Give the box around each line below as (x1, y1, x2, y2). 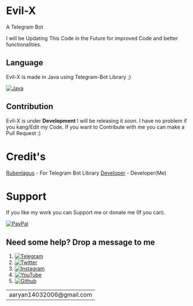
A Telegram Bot (6, 23, 44, 30)
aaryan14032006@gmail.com (9, 291, 92, 299)
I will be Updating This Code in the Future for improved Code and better (6, 34, 178, 41)
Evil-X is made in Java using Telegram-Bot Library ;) (6, 73, 131, 80)
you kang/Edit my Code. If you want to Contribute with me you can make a (6, 123, 185, 130)
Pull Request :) (6, 130, 41, 137)
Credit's (6, 150, 46, 163)
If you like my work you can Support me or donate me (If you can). (6, 209, 166, 216)
